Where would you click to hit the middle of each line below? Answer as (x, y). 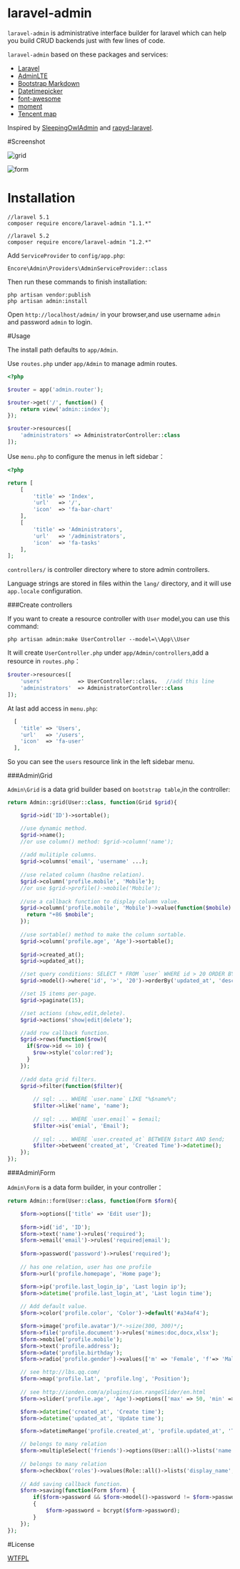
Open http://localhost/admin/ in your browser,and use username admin (114, 314)
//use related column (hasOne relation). (82, 875)
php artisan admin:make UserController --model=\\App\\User (99, 640)
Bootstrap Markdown (49, 83)
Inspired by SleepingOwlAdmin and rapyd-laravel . (80, 127)
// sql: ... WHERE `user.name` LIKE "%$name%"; (105, 1099)
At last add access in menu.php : (52, 708)
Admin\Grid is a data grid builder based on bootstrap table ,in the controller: (119, 790)
